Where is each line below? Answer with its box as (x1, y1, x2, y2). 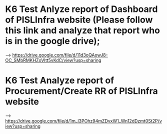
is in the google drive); (5, 35, 100, 47)
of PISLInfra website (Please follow (5, 14, 153, 25)
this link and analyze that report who (5, 25, 160, 36)
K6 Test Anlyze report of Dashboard (5, 3, 158, 15)
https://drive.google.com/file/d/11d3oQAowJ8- (12, 51, 108, 58)
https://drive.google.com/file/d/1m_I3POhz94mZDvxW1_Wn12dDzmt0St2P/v (5, 117, 162, 123)
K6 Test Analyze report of (5, 75, 114, 86)
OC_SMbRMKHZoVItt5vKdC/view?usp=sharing (5, 57, 101, 63)
